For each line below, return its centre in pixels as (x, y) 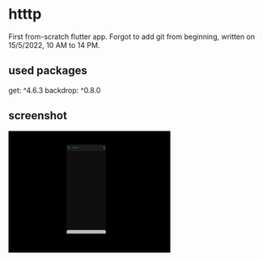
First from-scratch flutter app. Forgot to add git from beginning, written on (132, 36)
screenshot (38, 116)
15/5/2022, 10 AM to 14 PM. (54, 45)
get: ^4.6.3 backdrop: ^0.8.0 (55, 90)
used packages (48, 71)
